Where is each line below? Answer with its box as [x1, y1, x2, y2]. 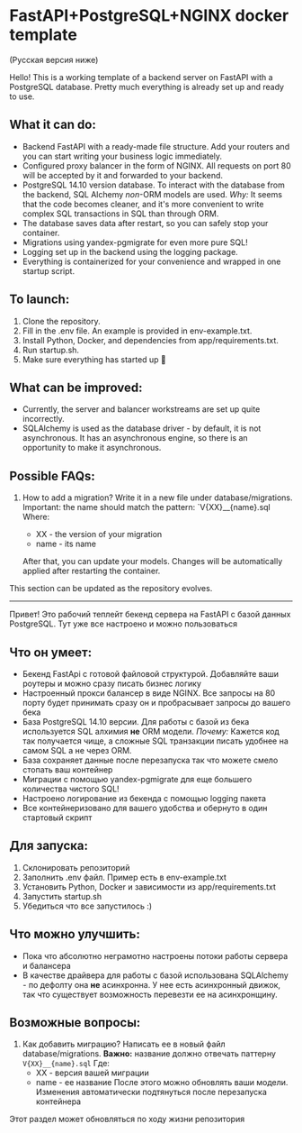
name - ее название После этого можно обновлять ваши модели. [35, 1077, 289, 1088]
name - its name [35, 538, 97, 550]
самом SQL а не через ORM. [22, 745, 132, 755]
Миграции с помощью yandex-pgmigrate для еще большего [22, 774, 253, 784]
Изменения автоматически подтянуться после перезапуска [35, 1087, 268, 1098]
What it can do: [9, 117, 97, 132]
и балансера [22, 960, 72, 971]
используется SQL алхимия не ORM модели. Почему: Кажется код [22, 726, 280, 736]
